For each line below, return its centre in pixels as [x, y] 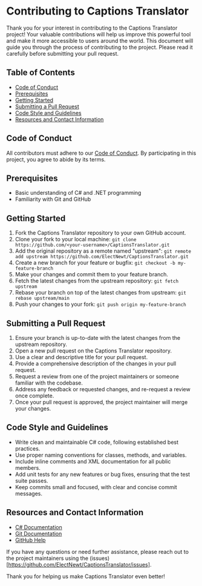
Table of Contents [41, 73]
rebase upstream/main [42, 298]
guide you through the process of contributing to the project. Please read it [100, 47]
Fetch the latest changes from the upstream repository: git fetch [97, 281]
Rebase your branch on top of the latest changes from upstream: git [100, 293]
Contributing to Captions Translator [98, 11]
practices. [28, 448]
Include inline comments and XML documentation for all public [93, 461]
